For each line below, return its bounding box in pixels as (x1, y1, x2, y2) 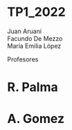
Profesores (7, 55, 39, 63)
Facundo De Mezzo (7, 34, 63, 42)
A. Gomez (7, 111, 64, 127)
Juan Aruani (7, 27, 42, 35)
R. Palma (7, 80, 58, 95)
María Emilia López (7, 41, 62, 50)
